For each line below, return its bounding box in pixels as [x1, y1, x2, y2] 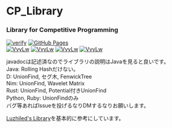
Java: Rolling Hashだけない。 [6, 66, 79, 73]
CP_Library [6, 4, 63, 18]
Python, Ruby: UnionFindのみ [6, 94, 79, 102]
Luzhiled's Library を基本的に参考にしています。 [6, 115, 124, 122]
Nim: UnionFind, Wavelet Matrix [6, 80, 85, 87]
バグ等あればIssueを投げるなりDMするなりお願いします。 [6, 102, 150, 109]
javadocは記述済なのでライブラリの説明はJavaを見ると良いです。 [6, 58, 170, 66]
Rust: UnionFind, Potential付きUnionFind [6, 87, 107, 94]
